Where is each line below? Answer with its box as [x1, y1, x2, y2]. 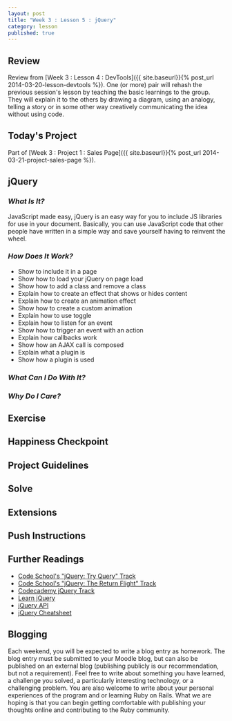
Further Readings [8, 554, 84, 565]
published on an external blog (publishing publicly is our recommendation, [8, 662, 220, 670]
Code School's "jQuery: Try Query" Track [17, 572, 136, 580]
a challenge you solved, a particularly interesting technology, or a [8, 676, 194, 684]
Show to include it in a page [17, 267, 97, 275]
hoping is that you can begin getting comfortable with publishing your [8, 698, 206, 706]
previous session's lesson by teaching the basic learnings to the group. [8, 88, 211, 97]
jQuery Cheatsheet [17, 608, 72, 617]
